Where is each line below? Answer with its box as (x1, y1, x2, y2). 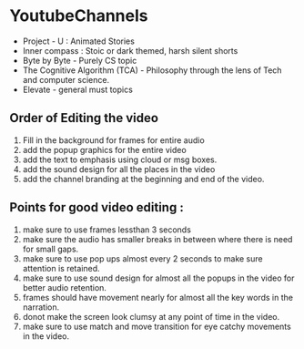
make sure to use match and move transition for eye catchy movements (22, 321, 291, 332)
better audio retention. (22, 282, 107, 293)
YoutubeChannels (9, 5, 148, 26)
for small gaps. (22, 243, 79, 254)
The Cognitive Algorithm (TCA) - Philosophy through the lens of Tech (22, 65, 282, 76)
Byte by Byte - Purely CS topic (22, 55, 137, 66)
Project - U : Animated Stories (22, 36, 135, 46)
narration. (22, 302, 60, 313)
